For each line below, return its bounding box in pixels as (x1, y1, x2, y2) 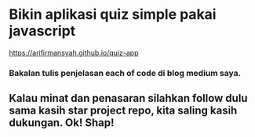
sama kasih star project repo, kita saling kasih (9, 104, 238, 117)
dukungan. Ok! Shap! (9, 116, 115, 130)
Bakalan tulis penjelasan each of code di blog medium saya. (9, 67, 242, 78)
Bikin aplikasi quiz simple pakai (9, 5, 217, 23)
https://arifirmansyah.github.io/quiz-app (9, 48, 139, 57)
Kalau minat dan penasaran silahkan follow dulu (9, 92, 248, 105)
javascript (9, 22, 76, 40)
